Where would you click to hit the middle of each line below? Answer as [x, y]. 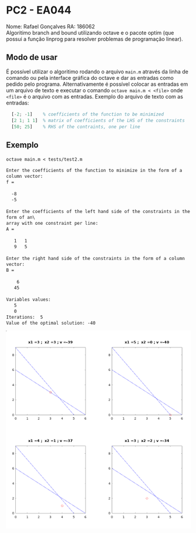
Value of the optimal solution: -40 [51, 323]
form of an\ [21, 218]
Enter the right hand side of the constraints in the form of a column [95, 259]
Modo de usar [32, 57]
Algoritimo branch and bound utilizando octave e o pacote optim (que [90, 32]
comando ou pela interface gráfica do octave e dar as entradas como [90, 77]
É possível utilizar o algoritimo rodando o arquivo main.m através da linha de [97, 72]
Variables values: [28, 300]
